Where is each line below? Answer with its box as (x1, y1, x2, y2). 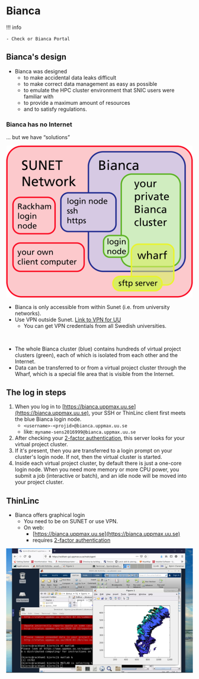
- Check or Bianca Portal (6, 36, 70, 42)
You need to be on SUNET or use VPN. (23, 518, 118, 525)
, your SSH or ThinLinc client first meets (88, 410, 186, 417)
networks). (14, 310, 41, 317)
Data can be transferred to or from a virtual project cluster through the (14, 364, 187, 371)
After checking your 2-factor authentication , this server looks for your (14, 435, 185, 442)
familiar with (23, 93, 54, 100)
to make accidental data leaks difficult (23, 74, 117, 81)
